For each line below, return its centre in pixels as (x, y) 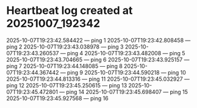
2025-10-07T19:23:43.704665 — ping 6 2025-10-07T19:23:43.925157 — (98, 59)
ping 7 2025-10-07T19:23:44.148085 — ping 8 (65, 66)
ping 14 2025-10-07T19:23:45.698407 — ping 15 (127, 92)
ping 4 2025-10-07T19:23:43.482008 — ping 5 (126, 53)
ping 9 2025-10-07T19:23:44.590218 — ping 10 (126, 72)
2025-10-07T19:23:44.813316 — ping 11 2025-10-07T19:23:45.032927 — (98, 79)
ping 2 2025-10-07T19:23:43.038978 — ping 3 (65, 47)
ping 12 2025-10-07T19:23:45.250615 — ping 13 (67, 85)
